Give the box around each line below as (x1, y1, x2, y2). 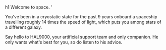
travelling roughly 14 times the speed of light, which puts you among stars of (5, 19, 162, 25)
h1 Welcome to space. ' (5, 4, 53, 10)
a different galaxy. (5, 24, 42, 30)
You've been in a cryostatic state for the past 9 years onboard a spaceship (5, 14, 158, 19)
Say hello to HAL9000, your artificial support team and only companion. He (5, 34, 159, 40)
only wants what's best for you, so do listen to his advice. (5, 39, 122, 45)
